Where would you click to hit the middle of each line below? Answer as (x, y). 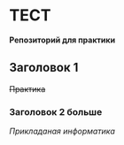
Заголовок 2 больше (56, 111)
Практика (27, 88)
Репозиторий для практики (62, 40)
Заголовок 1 (44, 68)
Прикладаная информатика (62, 131)
